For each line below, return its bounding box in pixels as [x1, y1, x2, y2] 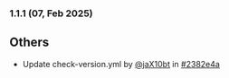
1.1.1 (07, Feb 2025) [9, 7, 93, 20]
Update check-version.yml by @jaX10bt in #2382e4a [22, 58, 220, 69]
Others [9, 35, 50, 50]
